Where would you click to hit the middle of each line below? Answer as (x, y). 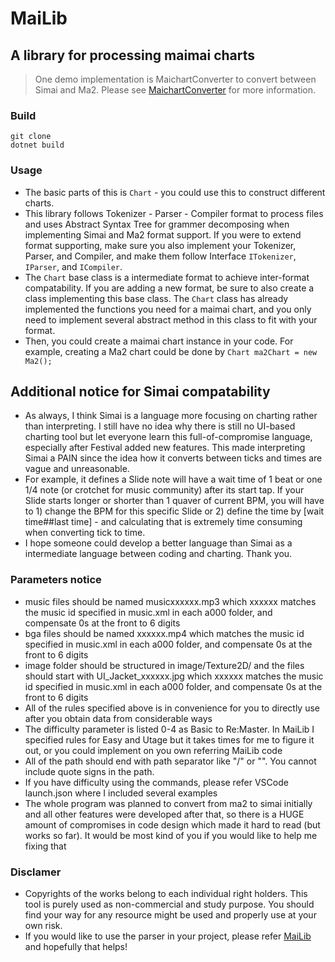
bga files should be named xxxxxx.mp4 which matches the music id (164, 633)
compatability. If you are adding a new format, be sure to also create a (169, 288)
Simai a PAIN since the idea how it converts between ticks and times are (173, 458)
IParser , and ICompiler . (73, 266)
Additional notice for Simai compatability (140, 391)
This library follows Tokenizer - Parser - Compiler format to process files (174, 213)
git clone (31, 137)
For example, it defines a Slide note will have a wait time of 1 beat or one (173, 479)
